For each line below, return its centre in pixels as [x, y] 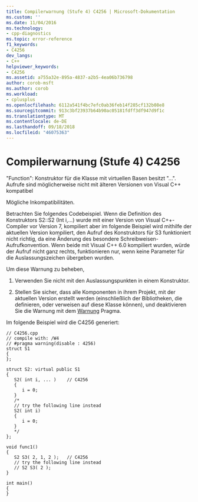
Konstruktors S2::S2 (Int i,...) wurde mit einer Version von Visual [83, 220]
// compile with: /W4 [33, 338]
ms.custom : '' [24, 17]
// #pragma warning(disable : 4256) [51, 344]
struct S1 [18, 349]
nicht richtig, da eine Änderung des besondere [63, 239]
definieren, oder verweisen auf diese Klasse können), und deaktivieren [100, 305]
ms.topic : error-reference [39, 39]
